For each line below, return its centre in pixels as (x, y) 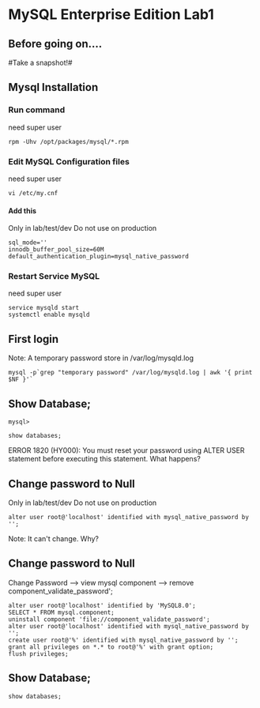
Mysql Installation (53, 87)
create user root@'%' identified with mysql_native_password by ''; (123, 640)
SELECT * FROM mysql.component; (61, 612)
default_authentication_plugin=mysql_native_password (99, 257)
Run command (37, 110)
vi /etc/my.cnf (33, 193)
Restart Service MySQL (54, 277)
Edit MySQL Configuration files (69, 161)
